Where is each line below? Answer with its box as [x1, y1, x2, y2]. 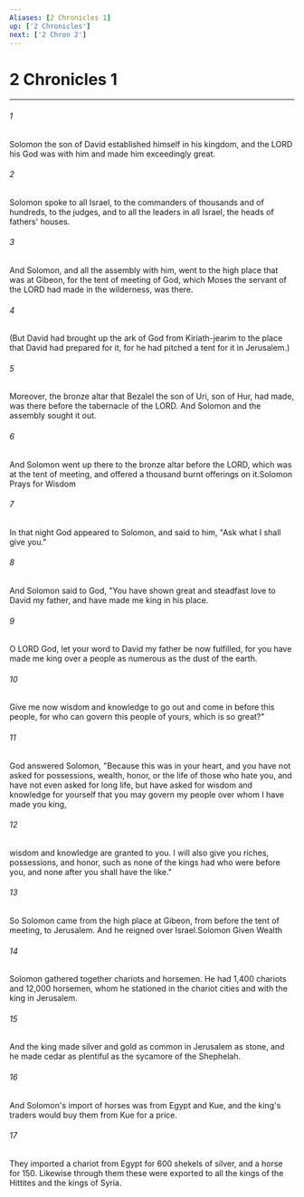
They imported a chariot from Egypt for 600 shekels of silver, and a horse [9, 1158, 283, 1169]
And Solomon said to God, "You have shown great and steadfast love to [9, 585, 276, 596]
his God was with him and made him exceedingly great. [9, 148, 215, 159]
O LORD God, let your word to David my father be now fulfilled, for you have [9, 644, 292, 655]
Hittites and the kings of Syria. [9, 1177, 122, 1188]
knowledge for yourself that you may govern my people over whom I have [9, 788, 285, 800]
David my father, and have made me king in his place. [9, 594, 209, 606]
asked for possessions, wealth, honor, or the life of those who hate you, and [9, 769, 292, 780]
